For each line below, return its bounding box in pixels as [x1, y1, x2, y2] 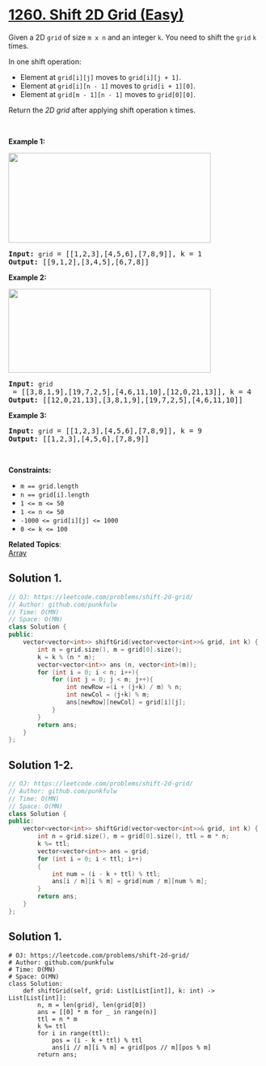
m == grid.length [19, 482, 79, 490]
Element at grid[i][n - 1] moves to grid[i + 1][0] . [19, 81, 196, 91]
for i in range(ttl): [37, 1029, 111, 1037]
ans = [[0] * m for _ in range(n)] [37, 1008, 158, 1016]
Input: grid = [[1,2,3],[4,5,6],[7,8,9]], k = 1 [8, 249, 202, 258]
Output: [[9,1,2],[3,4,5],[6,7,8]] [8, 257, 150, 266]
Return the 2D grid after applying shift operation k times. [8, 105, 196, 115]
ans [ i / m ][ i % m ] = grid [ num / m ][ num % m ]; [51, 878, 208, 886]
